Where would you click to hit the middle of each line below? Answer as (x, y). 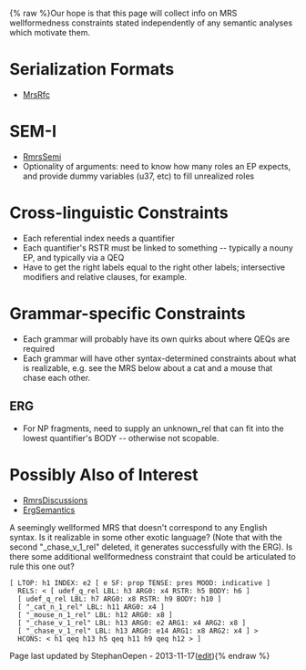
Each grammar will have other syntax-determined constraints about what (159, 358)
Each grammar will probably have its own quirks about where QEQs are (156, 339)
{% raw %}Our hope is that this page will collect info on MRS (123, 13)
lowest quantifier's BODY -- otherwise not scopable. (121, 438)
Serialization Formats (92, 70)
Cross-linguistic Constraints (119, 213)
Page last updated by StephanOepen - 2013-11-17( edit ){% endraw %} (140, 655)
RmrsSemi (42, 156)
